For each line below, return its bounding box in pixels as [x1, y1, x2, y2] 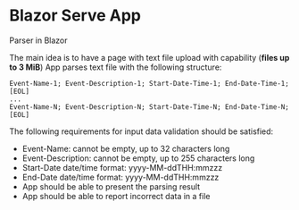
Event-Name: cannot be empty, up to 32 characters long [21, 143, 230, 154]
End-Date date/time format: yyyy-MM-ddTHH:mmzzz [21, 172, 220, 182]
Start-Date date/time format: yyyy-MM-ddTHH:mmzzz [21, 162, 223, 172]
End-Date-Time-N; [224, 102, 290, 112]
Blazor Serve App [9, 5, 141, 26]
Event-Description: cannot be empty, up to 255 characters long [21, 153, 255, 164]
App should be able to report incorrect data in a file [21, 190, 211, 201]
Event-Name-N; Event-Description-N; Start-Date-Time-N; [9, 102, 221, 112]
